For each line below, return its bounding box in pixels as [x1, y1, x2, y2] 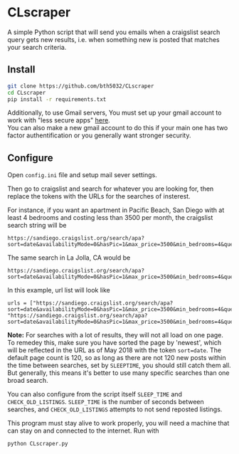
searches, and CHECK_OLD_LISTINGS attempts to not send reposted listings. [7, 405, 223, 413]
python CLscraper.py [7, 440, 69, 448]
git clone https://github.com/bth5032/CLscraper [7, 83, 154, 90]
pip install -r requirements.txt [7, 95, 107, 103]
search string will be [7, 221, 67, 230]
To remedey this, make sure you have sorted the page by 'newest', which [7, 339, 222, 347]
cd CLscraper [7, 89, 46, 96]
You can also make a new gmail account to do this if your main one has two [7, 124, 228, 132]
